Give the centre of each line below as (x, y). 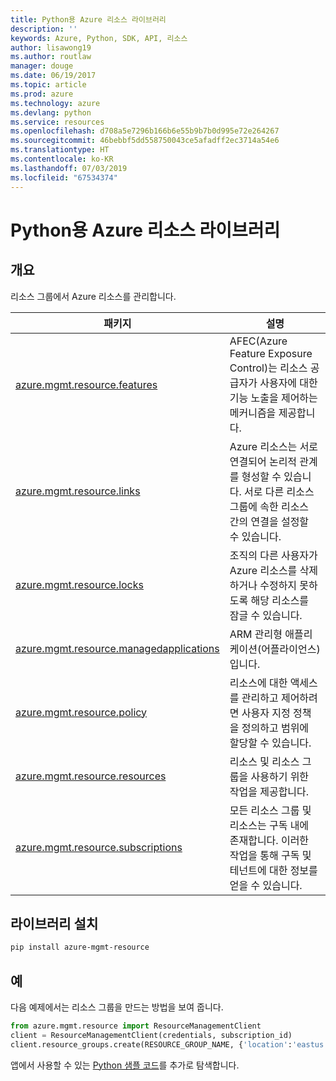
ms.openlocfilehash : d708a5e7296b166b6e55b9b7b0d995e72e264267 (145, 131)
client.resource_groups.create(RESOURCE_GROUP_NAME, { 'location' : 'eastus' (169, 1044)
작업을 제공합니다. (269, 791)
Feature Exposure (271, 353)
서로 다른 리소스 (279, 491)
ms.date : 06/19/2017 (53, 76)
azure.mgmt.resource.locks (79, 584)
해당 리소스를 (280, 600)
